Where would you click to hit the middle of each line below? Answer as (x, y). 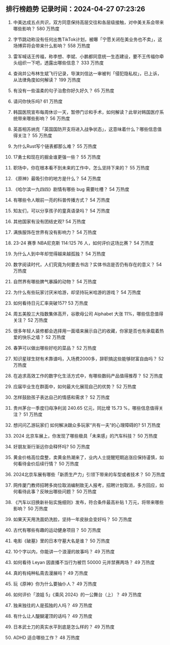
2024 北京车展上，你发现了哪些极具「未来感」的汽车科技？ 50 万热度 (85, 436)
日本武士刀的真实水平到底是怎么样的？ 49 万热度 (64, 627)
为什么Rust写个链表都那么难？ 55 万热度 (55, 146)
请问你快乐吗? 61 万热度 (38, 101)
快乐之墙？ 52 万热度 (44, 337)
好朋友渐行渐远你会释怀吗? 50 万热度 (51, 446)
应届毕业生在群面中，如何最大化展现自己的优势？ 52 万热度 (75, 386)
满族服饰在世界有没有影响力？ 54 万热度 (55, 232)
